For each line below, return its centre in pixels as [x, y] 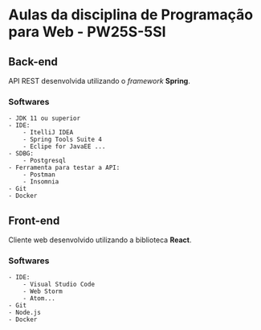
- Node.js [25, 313]
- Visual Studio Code [59, 285]
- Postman [39, 175]
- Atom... [39, 299]
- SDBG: [21, 154]
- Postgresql [45, 161]
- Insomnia [41, 182]
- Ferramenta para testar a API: [64, 168]
